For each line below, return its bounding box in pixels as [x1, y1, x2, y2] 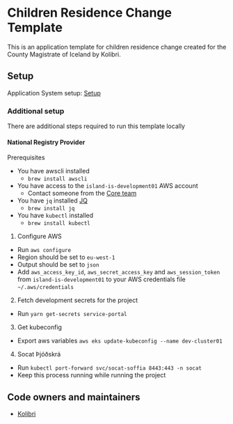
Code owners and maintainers [7, 391, 140, 403]
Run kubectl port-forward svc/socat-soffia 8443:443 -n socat [17, 363, 202, 372]
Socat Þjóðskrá [17, 350, 61, 359]
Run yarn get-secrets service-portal [17, 310, 127, 318]
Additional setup [7, 106, 65, 116]
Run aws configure [17, 246, 72, 254]
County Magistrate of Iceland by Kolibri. [7, 50, 121, 58]
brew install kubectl [27, 220, 90, 227]
